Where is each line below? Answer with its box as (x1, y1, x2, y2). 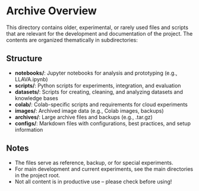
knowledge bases (14, 94, 58, 101)
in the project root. (14, 171, 61, 179)
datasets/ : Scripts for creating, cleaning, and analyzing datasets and (14, 88, 183, 95)
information (14, 126, 43, 133)
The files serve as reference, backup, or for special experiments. (14, 159, 173, 166)
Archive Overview (6, 4, 97, 18)
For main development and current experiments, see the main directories (14, 165, 194, 173)
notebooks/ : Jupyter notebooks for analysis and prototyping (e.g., (14, 69, 178, 77)
